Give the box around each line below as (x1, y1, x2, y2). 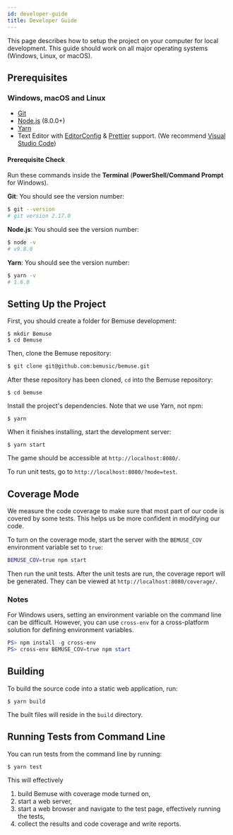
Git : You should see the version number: (7, 192, 125, 201)
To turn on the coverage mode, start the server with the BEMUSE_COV (7, 535, 203, 544)
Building (7, 665, 44, 677)
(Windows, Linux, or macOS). (7, 51, 93, 60)
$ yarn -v (7, 271, 37, 279)
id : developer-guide (7, 10, 68, 18)
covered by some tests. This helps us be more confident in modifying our (7, 514, 220, 523)
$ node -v (7, 239, 37, 246)
